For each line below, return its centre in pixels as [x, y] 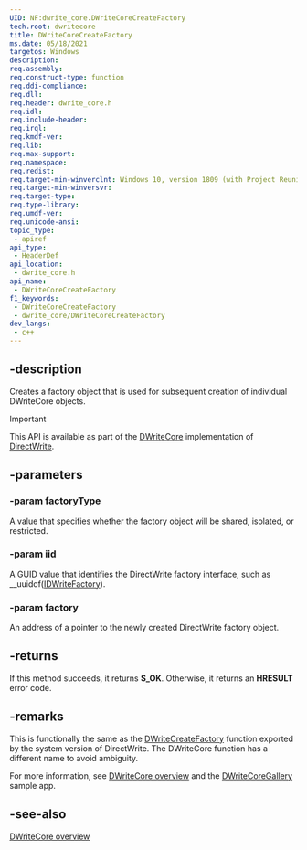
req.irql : [28, 129]
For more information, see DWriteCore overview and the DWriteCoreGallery [151, 776]
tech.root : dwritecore [53, 27]
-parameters [46, 475]
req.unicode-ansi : [44, 222]
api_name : [28, 282]
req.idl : [26, 112]
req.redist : [32, 171]
